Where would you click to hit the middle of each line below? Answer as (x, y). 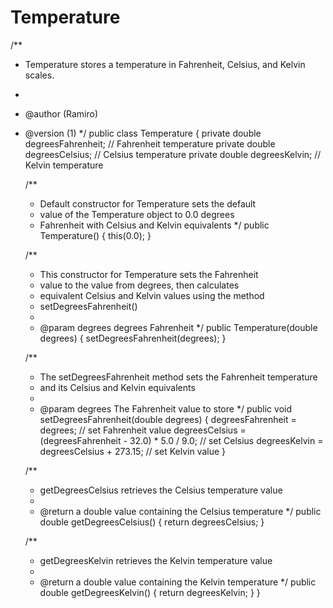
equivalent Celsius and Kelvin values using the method (152, 295)
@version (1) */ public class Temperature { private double (143, 133)
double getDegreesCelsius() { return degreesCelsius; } (152, 522)
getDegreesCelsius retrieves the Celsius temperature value (161, 490)
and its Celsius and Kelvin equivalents (117, 387)
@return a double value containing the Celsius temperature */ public (180, 511)
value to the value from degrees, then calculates (139, 285)
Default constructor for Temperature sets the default (148, 203)
